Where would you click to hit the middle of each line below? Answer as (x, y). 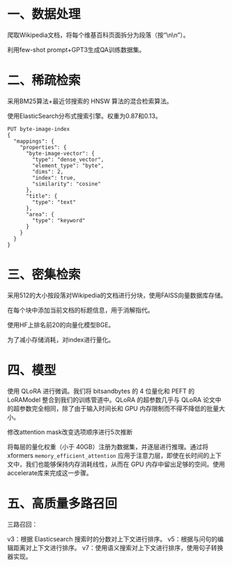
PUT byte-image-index (39, 129)
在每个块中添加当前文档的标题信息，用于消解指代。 (80, 310)
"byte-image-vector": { (60, 153)
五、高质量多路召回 (62, 503)
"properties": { (44, 147)
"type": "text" (54, 202)
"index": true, (54, 178)
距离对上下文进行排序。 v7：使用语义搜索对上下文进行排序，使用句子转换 (118, 547)
